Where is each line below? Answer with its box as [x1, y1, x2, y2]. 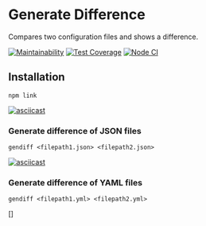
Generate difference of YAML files [8, 177, 143, 188]
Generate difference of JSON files [8, 125, 142, 136]
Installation [8, 70, 65, 84]
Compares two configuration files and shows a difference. [8, 32, 199, 41]
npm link [8, 92, 37, 99]
